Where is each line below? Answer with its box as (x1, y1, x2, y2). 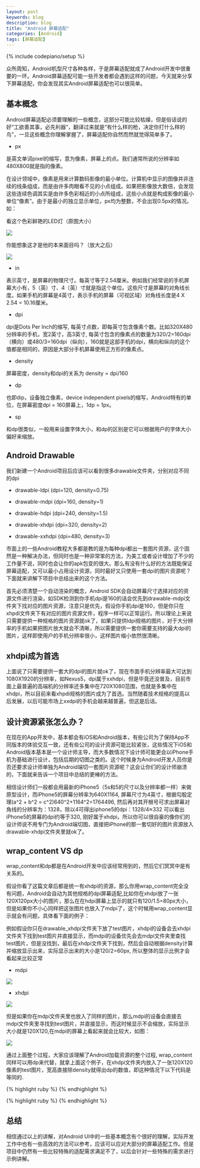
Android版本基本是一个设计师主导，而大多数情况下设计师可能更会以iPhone (6, 748, 189, 756)
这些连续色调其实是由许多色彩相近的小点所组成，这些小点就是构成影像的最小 (6, 190, 194, 197)
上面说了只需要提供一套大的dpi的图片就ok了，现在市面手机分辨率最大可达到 (6, 668, 192, 675)
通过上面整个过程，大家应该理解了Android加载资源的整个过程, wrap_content (6, 1051, 192, 1058)
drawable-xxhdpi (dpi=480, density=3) (14, 532, 110, 539)
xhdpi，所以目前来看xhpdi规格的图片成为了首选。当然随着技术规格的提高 (6, 690, 185, 697)
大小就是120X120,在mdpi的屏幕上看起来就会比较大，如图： (6, 1028, 151, 1035)
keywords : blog (6, 14, 44, 20)
